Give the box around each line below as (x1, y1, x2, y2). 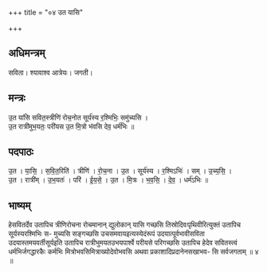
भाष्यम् (8, 199, 31, 212)
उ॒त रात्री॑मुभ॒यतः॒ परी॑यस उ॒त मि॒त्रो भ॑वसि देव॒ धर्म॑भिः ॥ (8, 121, 135, 131)
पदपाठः (8, 145, 34, 159)
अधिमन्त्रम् (8, 46, 45, 60)
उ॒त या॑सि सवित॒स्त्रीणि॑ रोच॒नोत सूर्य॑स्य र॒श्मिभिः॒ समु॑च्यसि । (8, 112, 149, 122)
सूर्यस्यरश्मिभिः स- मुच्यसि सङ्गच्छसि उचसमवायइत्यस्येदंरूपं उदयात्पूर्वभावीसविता (8, 229, 206, 238)
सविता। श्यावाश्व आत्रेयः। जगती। (8, 68, 93, 77)
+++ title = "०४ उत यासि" (8, 8, 84, 17)
